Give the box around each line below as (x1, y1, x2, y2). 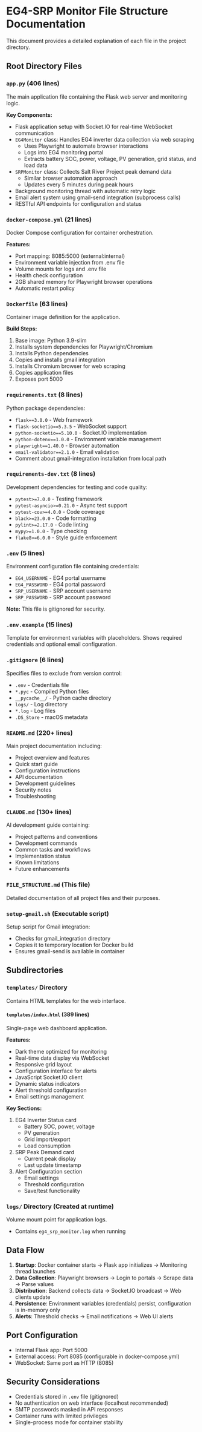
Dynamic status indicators (14, 1080, 80, 1087)
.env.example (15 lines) (6, 620, 73, 629)
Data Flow (6, 1245, 45, 1255)
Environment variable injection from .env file (14, 258, 125, 266)
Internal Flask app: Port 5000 (14, 1346, 87, 1353)
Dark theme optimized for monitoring (14, 1048, 107, 1055)
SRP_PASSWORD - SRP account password (14, 594, 111, 601)
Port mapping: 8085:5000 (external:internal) (14, 252, 125, 260)
